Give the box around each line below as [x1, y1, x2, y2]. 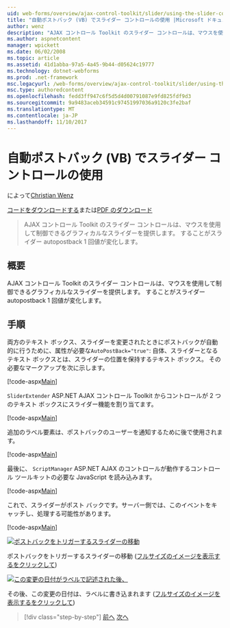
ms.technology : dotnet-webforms [7, 67, 99, 74]
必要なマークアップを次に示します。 [7, 364, 109, 372]
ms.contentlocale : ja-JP [7, 112, 78, 119]
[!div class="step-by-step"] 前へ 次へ [23, 613, 129, 621]
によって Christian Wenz [7, 191, 74, 200]
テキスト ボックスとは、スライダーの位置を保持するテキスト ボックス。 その [7, 355, 221, 364]
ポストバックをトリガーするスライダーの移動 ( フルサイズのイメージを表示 [7, 552, 214, 560]
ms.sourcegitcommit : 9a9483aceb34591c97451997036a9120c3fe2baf [7, 100, 192, 106]
